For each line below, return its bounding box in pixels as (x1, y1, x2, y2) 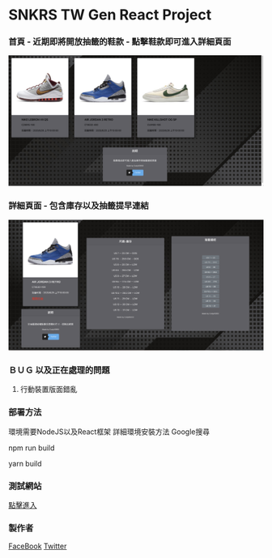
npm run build (8, 443, 55, 453)
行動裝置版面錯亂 (19, 385, 78, 394)
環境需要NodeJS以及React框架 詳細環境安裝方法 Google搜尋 (8, 427, 210, 437)
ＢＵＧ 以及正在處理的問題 (8, 364, 111, 376)
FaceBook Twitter (8, 541, 67, 552)
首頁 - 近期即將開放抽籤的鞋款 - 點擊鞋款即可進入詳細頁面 (8, 36, 232, 48)
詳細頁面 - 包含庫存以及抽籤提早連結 (8, 200, 150, 211)
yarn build (8, 458, 42, 468)
